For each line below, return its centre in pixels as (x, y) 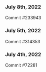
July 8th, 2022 (23, 7)
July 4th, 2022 (23, 54)
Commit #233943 (23, 18)
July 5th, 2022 (23, 31)
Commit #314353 (23, 41)
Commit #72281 (21, 65)
